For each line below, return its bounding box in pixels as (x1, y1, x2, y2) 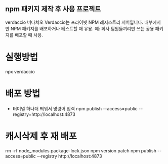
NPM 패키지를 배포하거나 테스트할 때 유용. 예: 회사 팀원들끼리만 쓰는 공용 (10, 25, 154, 31)
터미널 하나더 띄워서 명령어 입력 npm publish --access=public (12, 105, 138, 111)
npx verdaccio (5, 68, 35, 74)
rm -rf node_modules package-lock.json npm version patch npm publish (5, 147, 157, 153)
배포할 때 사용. (14, 32, 43, 38)
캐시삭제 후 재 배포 (5, 131, 77, 142)
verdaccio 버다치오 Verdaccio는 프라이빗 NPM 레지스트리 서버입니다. (5, 19, 143, 25)
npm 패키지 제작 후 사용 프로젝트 (5, 5, 101, 14)
